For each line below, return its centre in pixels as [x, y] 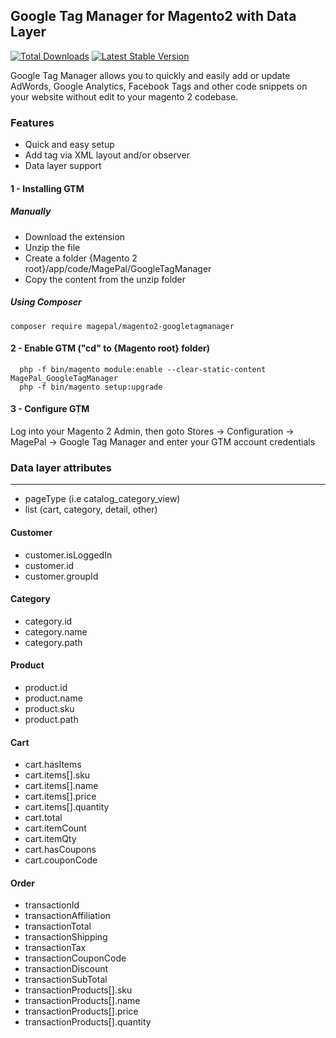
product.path [51, 719]
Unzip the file [52, 247]
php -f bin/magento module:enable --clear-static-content [143, 369]
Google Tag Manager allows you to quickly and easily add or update [150, 75]
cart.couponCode [61, 860]
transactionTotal [58, 926]
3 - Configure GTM [50, 409]
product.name [53, 698]
